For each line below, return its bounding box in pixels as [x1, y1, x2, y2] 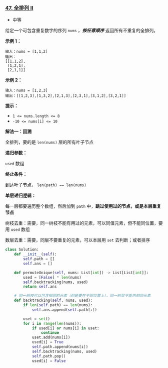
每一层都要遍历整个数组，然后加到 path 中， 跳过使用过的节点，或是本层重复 [5, 203, 161, 209]
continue [40, 330, 59, 335]
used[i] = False [31, 358, 66, 363]
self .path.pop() [31, 353, 66, 358]
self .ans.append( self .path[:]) [31, 307, 97, 312]
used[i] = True [31, 340, 64, 345]
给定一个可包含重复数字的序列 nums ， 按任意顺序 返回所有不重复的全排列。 [5, 28, 158, 34]
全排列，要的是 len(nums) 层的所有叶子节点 [5, 139, 94, 145]
